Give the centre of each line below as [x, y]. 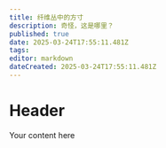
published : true [39, 34]
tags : [19, 51]
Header [37, 111]
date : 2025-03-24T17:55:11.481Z [69, 42]
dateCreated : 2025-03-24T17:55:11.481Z [83, 67]
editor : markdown [41, 58]
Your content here [42, 135]
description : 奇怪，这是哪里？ [62, 26]
